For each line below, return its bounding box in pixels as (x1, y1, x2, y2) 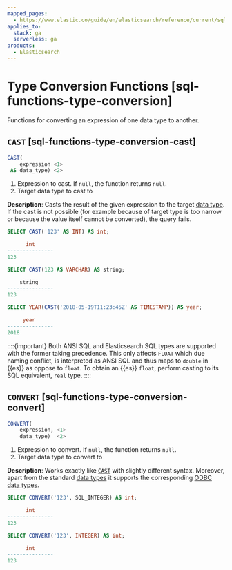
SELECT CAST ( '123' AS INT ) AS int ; (7, 229, 110, 236)
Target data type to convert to (17, 453, 103, 462)
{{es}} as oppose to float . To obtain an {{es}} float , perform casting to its (7, 363, 219, 372)
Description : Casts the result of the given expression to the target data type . (7, 200, 225, 209)
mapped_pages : (7, 10, 48, 17)
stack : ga (13, 29, 41, 37)
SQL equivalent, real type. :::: (7, 371, 92, 379)
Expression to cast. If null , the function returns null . (17, 180, 167, 188)
